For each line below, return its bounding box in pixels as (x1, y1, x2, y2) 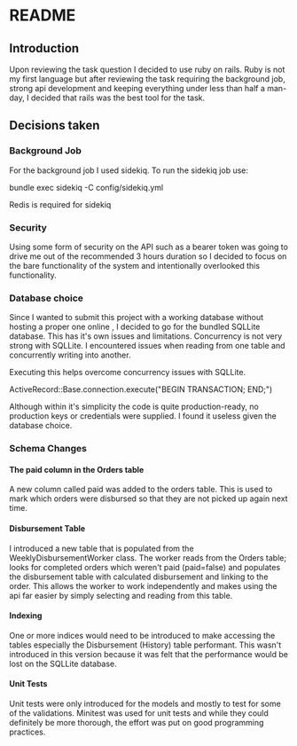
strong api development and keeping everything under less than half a (9, 83, 266, 93)
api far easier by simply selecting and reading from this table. (9, 590, 233, 601)
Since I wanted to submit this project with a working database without (9, 312, 264, 323)
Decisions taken (9, 118, 100, 133)
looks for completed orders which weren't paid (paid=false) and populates (9, 561, 281, 572)
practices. (9, 726, 46, 737)
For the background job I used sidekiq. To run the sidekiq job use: (9, 165, 248, 176)
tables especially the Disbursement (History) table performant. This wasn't (9, 640, 282, 650)
